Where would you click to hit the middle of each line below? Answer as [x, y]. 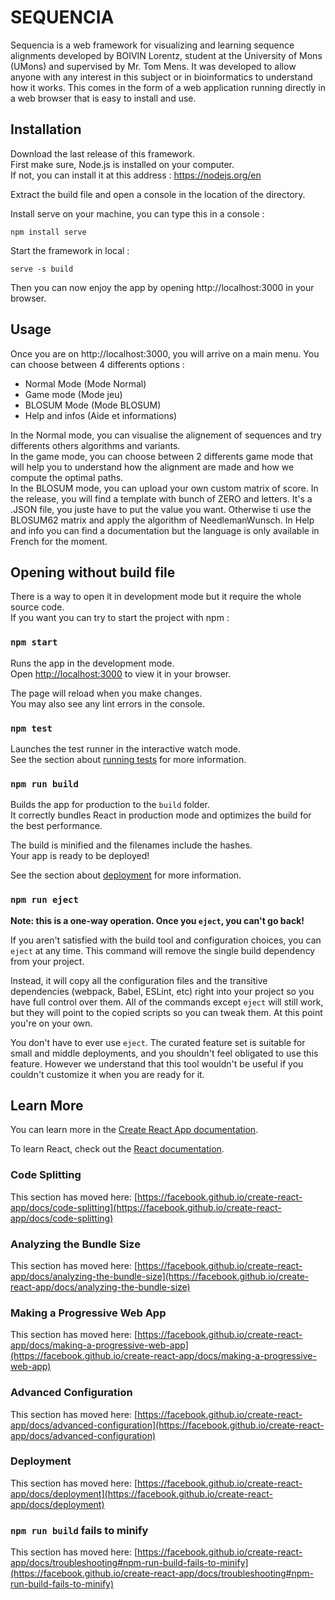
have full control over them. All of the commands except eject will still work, [167, 1002]
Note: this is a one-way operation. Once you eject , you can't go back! [157, 920]
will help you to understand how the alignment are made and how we [152, 467]
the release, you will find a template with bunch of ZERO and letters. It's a [161, 498]
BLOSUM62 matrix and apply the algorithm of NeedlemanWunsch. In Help [162, 520]
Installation [46, 129]
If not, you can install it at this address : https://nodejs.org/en [136, 175]
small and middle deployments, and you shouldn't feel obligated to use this [164, 1053]
